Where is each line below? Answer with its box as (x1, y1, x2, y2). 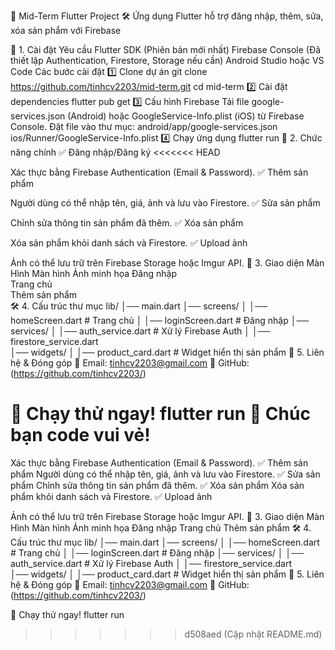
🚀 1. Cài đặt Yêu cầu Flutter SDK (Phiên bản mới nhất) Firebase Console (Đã (10, 44, 322, 55)
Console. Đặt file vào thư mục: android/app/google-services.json (10, 121, 278, 132)
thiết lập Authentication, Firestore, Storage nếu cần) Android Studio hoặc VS (10, 55, 325, 66)
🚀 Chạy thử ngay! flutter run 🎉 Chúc (10, 403, 311, 425)
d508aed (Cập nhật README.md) (184, 628, 323, 640)
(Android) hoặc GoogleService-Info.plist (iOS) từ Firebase (67, 110, 305, 122)
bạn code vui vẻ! (10, 424, 151, 447)
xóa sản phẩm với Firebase (10, 25, 122, 36)
